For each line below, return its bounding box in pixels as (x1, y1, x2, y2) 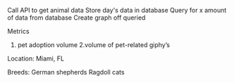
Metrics (7, 27, 30, 35)
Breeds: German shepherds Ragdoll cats (7, 68, 125, 76)
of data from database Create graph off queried (7, 13, 146, 22)
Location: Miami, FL (7, 54, 65, 63)
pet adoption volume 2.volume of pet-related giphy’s (17, 41, 171, 49)
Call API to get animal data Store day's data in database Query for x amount (7, 6, 227, 14)
